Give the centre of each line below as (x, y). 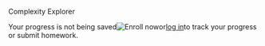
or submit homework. (43, 35)
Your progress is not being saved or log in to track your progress (132, 27)
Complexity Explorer (42, 11)
